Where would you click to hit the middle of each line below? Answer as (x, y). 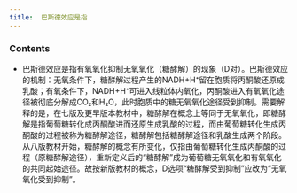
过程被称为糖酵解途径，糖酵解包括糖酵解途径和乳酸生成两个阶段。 (166, 135)
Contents (30, 48)
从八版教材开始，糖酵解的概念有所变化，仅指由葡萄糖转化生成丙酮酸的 (150, 146)
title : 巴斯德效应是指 (48, 17)
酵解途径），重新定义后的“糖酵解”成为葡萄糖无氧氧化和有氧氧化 (167, 157)
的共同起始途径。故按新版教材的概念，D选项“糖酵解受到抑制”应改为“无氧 (154, 168)
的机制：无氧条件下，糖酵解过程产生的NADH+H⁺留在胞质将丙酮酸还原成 (153, 80)
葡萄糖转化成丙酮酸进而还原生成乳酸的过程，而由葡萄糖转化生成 (162, 124)
